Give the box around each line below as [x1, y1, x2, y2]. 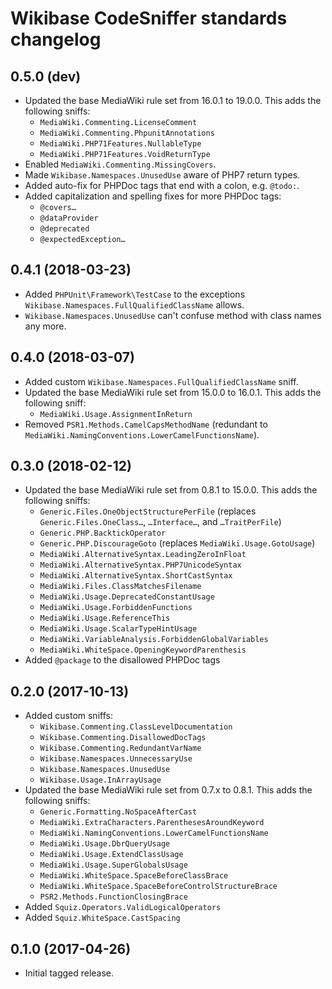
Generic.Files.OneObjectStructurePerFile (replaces [39, 505, 257, 517]
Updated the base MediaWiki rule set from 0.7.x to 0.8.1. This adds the [24, 784, 313, 796]
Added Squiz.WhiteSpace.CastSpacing [24, 912, 181, 924]
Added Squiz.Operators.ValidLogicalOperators [24, 901, 222, 913]
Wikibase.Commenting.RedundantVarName [39, 743, 202, 754]
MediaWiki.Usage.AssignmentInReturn [39, 409, 193, 419]
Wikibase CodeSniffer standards [10, 7, 288, 30]
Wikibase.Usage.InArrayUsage [39, 775, 162, 786]
